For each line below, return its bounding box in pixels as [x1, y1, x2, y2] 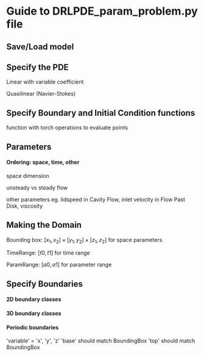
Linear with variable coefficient [6, 78, 84, 86]
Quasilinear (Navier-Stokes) [6, 90, 76, 97]
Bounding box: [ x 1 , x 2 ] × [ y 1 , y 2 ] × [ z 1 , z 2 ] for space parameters [6, 236, 163, 245]
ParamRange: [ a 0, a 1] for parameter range [6, 261, 112, 269]
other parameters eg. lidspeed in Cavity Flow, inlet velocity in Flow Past [6, 196, 186, 203]
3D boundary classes [6, 309, 62, 317]
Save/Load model [6, 41, 74, 52]
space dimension [6, 172, 50, 179]
